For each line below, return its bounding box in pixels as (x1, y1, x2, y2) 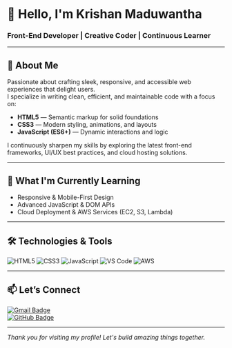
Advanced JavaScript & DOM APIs (17, 201, 115, 209)
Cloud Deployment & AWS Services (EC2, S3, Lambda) (17, 208, 173, 216)
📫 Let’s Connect (7, 284, 81, 296)
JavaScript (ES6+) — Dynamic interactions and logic (17, 127, 168, 136)
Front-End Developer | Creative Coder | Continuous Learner (7, 31, 211, 41)
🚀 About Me (7, 59, 59, 71)
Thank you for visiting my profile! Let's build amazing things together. (7, 333, 206, 341)
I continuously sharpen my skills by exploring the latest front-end (7, 141, 192, 150)
